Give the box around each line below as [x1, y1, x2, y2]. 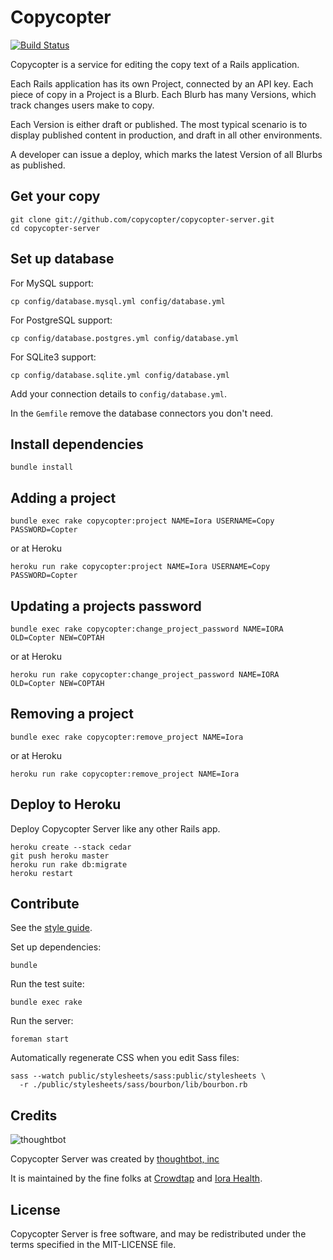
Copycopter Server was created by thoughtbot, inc [10, 1153, 220, 1165]
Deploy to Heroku [10, 796, 122, 813]
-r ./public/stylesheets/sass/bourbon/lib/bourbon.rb [19, 1080, 248, 1090]
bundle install [10, 462, 74, 473]
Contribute [10, 896, 80, 913]
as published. [10, 159, 66, 171]
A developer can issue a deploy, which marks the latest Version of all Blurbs [10, 148, 323, 160]
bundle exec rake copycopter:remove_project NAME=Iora [10, 732, 244, 742]
